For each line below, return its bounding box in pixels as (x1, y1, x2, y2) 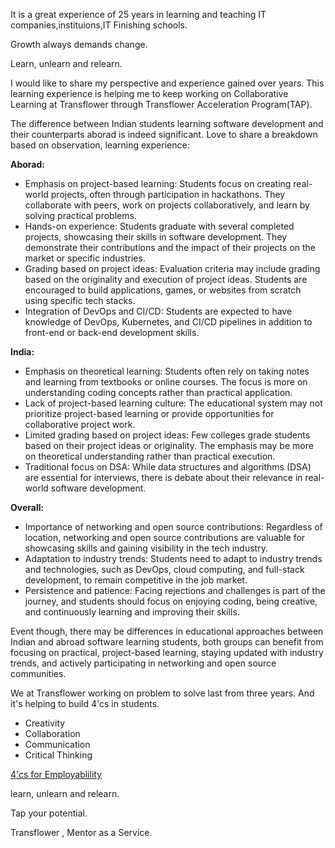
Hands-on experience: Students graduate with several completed (24, 220, 295, 232)
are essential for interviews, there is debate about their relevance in (24, 472, 303, 483)
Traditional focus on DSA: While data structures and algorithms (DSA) (24, 461, 312, 473)
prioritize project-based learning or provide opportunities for (24, 408, 275, 419)
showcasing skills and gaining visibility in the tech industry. (24, 542, 268, 554)
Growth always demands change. (10, 39, 148, 50)
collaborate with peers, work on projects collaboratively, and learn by (24, 199, 310, 211)
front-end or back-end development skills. (24, 327, 200, 338)
